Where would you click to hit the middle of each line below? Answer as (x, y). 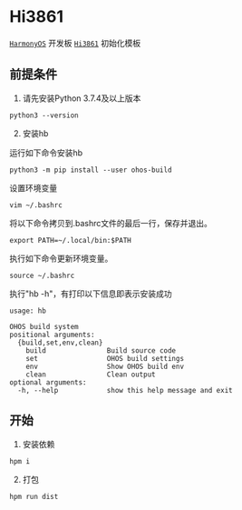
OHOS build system (44, 326)
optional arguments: (48, 382)
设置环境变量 (33, 187)
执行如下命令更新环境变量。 (61, 258)
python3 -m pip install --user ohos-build (91, 170)
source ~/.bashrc (42, 275)
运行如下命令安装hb (46, 153)
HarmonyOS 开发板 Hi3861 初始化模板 (75, 43)
